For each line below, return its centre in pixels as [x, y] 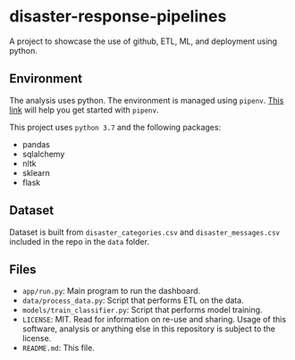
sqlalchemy [43, 154]
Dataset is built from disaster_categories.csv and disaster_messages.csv [145, 232]
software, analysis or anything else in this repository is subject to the [148, 329]
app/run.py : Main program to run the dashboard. [111, 291]
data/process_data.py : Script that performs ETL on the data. [133, 300]
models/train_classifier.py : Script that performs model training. [142, 310]
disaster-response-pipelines [118, 17]
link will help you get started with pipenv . [84, 110]
